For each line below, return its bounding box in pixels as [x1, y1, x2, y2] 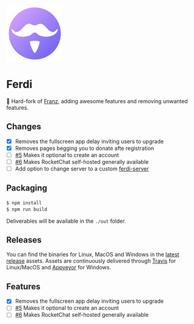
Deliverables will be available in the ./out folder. [6, 217, 126, 224]
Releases [6, 235, 42, 245]
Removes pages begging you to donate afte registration [15, 144, 155, 152]
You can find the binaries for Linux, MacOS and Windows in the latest [6, 251, 179, 258]
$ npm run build [6, 206, 47, 212]
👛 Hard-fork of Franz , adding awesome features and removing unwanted [6, 97, 188, 104]
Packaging [6, 183, 47, 194]
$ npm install [6, 200, 42, 206]
